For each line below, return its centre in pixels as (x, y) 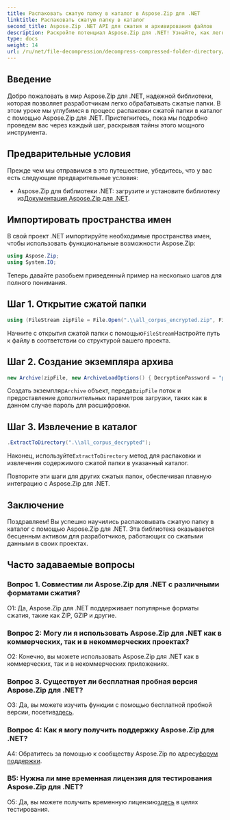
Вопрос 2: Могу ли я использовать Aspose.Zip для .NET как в (115, 633)
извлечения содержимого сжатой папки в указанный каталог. (98, 463)
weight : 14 (23, 45)
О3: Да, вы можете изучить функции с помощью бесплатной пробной (110, 705)
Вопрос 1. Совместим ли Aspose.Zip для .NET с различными (113, 584)
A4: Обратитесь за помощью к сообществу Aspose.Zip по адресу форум (113, 754)
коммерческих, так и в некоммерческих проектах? (98, 641)
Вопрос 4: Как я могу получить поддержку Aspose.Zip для (111, 730)
